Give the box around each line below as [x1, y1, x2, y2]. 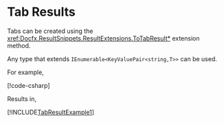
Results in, [7, 94, 36, 103]
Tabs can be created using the [7, 27, 93, 35]
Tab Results [7, 4, 76, 20]
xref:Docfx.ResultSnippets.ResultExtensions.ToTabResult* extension [7, 34, 200, 42]
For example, [7, 68, 45, 76]
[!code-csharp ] [7, 81, 50, 89]
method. [7, 41, 31, 49]
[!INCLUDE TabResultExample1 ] [7, 108, 95, 116]
